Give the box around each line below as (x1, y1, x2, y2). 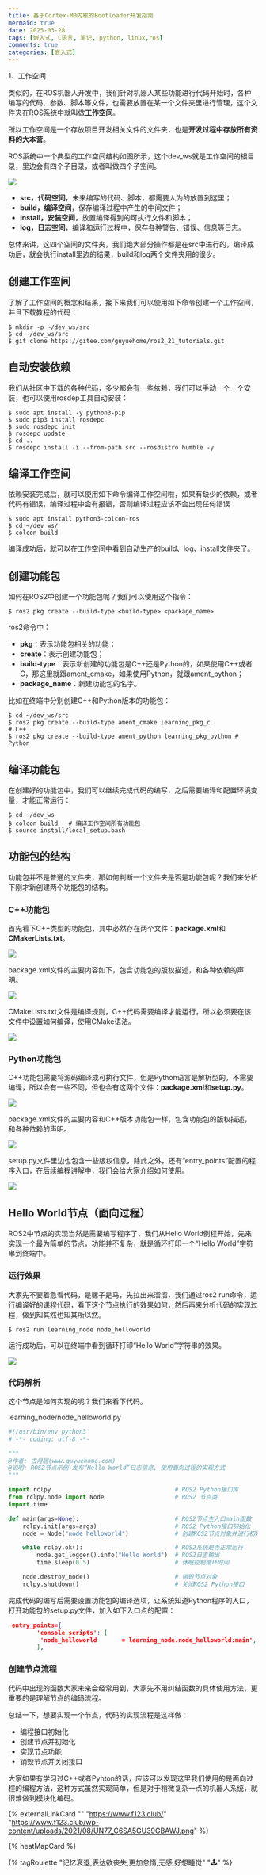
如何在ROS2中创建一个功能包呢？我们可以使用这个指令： (8, 592, 194, 601)
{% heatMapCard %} (8, 1841, 77, 1850)
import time (8, 1500, 47, 1508)
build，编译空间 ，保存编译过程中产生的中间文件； (19, 203, 183, 212)
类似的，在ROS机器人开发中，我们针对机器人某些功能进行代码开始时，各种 (8, 88, 252, 97)
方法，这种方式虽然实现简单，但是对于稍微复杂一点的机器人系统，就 (35, 1783, 258, 1793)
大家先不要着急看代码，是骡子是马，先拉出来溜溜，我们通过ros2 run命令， (8, 1289, 251, 1300)
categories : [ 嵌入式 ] (8, 48, 76, 56)
